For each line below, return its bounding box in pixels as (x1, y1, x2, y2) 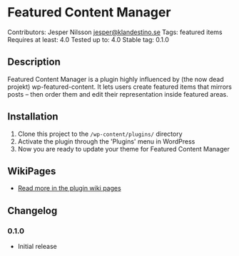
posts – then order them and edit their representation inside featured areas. (7, 90, 228, 98)
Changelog (7, 204, 58, 217)
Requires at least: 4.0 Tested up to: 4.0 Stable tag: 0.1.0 (7, 35, 169, 43)
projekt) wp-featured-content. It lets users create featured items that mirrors (7, 82, 232, 91)
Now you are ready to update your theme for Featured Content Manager (17, 144, 230, 153)
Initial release (17, 242, 57, 251)
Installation (7, 111, 59, 123)
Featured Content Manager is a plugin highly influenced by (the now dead (7, 75, 224, 83)
